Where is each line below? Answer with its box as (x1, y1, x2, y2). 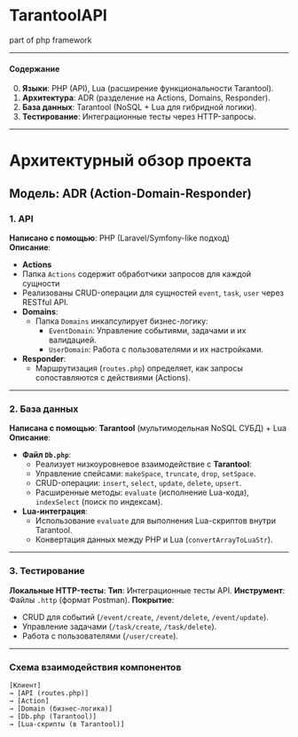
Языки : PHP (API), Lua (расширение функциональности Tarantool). (21, 83, 274, 94)
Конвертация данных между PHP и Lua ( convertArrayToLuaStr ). (35, 534, 273, 545)
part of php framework (9, 35, 92, 45)
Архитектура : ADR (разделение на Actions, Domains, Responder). (21, 92, 271, 103)
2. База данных (9, 403, 79, 415)
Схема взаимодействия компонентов (9, 661, 182, 673)
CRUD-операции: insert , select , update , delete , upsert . (35, 478, 242, 489)
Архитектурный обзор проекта (9, 151, 252, 171)
